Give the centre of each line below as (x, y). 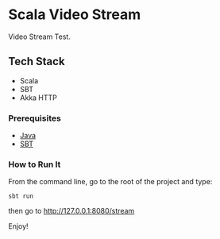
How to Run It (35, 164)
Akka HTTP (39, 98)
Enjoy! (19, 226)
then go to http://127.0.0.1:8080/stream (71, 211)
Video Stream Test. (40, 37)
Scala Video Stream (75, 15)
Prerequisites (35, 118)
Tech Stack (37, 62)
